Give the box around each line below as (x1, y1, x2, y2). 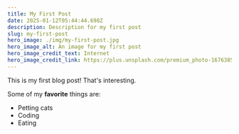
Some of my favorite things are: (7, 89, 101, 98)
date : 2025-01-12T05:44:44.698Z (7, 17, 103, 24)
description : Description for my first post (7, 23, 142, 30)
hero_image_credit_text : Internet (7, 50, 110, 57)
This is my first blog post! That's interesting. (7, 76, 137, 84)
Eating (17, 118, 37, 127)
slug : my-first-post (7, 30, 69, 38)
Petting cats (17, 104, 53, 112)
